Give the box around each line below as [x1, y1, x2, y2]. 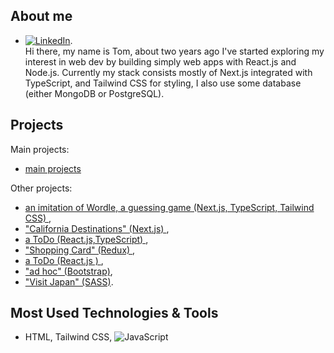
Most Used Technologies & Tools [10, 305, 219, 322]
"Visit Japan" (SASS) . [24, 275, 114, 288]
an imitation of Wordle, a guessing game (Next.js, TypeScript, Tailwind [24, 201, 315, 213]
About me [10, 8, 73, 25]
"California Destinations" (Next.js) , [24, 222, 170, 234]
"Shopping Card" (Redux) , [24, 244, 136, 256]
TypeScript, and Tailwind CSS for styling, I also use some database [24, 77, 302, 89]
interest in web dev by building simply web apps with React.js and [24, 55, 297, 68]
